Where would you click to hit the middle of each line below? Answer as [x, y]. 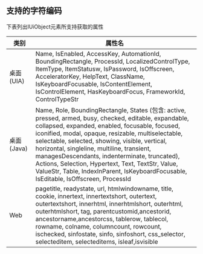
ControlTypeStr [57, 99]
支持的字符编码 [34, 11]
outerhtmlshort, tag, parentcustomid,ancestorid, [103, 211]
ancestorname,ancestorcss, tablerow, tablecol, [102, 219]
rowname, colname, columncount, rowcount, [98, 226]
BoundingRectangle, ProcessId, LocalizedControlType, [113, 61]
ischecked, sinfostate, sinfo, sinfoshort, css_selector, [110, 234]
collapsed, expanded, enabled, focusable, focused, [108, 125]
